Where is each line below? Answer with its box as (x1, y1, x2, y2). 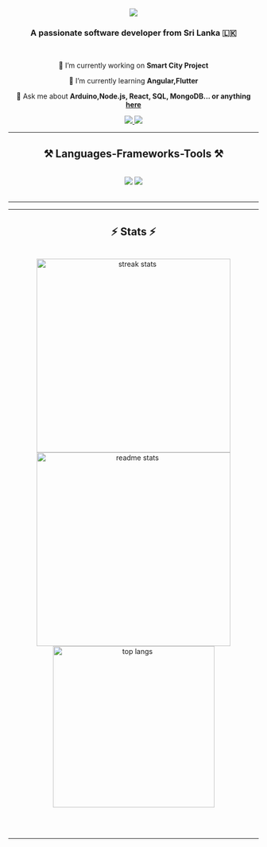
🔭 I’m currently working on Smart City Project (58, 60, 209, 71)
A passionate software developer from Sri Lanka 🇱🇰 (30, 28, 237, 39)
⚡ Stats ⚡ (110, 225, 157, 238)
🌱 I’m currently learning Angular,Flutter (68, 76, 199, 86)
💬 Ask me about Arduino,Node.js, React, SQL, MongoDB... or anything (16, 91, 251, 101)
